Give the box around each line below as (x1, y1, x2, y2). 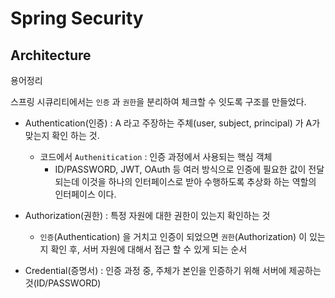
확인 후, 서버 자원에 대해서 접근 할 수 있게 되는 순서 (50, 243, 248, 255)
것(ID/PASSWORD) (24, 277, 102, 289)
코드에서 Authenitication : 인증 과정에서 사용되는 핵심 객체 (39, 151, 273, 162)
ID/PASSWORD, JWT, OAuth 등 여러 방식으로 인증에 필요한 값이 (54, 163, 307, 175)
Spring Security (10, 7, 144, 30)
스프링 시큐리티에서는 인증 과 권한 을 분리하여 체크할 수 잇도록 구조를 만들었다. (10, 96, 307, 107)
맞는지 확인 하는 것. (24, 130, 100, 141)
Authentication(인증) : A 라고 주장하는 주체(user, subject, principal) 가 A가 (24, 117, 321, 129)
